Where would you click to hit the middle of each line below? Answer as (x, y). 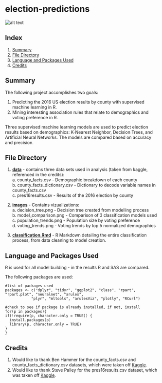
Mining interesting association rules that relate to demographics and (80, 112)
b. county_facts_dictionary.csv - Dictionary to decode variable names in (84, 185)
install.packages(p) (30, 320)
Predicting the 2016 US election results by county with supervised (78, 102)
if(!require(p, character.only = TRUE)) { (49, 316)
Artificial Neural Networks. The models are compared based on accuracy (78, 137)
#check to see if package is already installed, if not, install (72, 307)
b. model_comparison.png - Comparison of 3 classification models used (84, 215)
